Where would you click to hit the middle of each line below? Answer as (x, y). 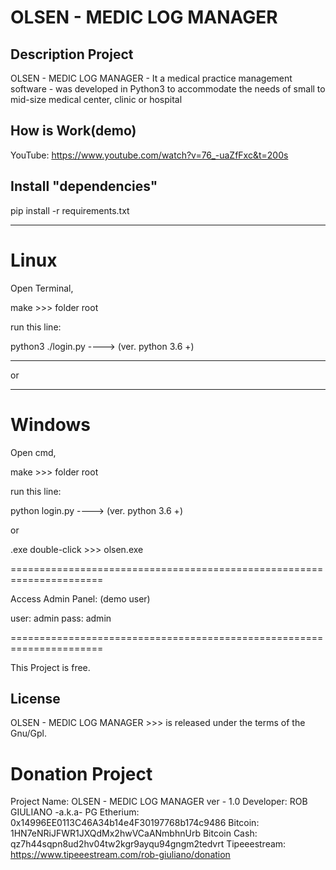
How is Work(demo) (73, 131)
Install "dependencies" (84, 186)
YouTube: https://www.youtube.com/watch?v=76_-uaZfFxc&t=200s (149, 155)
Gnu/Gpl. (29, 733)
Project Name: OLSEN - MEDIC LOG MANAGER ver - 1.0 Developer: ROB (159, 802)
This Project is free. (50, 667)
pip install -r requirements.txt (70, 210)
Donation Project (81, 773)
